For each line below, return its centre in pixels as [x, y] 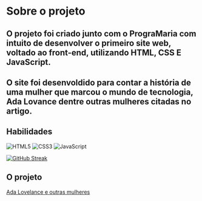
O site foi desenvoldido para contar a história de [99, 82]
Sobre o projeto [46, 11]
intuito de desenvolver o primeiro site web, [89, 43]
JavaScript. [29, 62]
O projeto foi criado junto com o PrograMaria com [101, 34]
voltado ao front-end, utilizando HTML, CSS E [94, 53]
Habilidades [29, 132]
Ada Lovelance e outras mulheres [48, 192]
